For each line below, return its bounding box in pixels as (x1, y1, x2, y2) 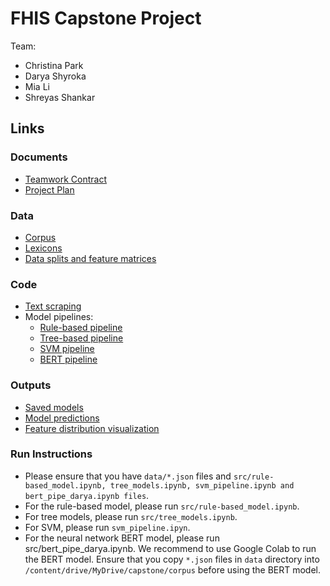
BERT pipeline (39, 353, 98, 366)
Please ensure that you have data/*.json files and (24, 470, 232, 482)
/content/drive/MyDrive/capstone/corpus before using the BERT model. (24, 563, 322, 576)
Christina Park (24, 59, 84, 71)
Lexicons (24, 242, 63, 254)
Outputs (10, 378, 52, 392)
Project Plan (24, 183, 75, 196)
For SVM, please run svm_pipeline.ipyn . (24, 521, 191, 533)
